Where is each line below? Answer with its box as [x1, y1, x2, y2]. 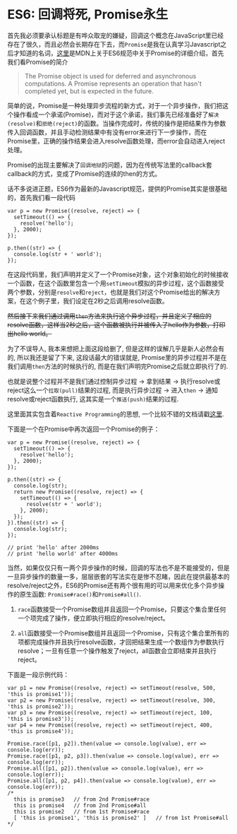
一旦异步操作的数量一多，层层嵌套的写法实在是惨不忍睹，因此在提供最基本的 [7, 572, 230, 580]
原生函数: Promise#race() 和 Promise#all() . [19, 589, 142, 598]
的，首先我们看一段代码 [7, 193, 75, 201]
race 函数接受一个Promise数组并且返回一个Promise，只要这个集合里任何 [17, 605, 226, 613]
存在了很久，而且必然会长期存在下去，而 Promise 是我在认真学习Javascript [7, 40, 221, 48]
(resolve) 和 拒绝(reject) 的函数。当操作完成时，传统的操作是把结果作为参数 [7, 119, 226, 127]
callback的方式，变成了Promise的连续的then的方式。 [7, 169, 161, 177]
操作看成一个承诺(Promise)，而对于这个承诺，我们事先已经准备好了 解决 [13, 110, 219, 119]
